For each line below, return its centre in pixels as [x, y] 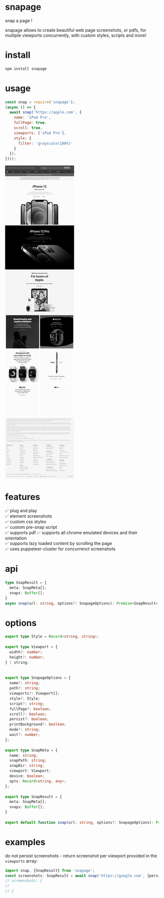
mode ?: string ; [25, 730]
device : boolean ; [27, 776]
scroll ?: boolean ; [28, 714]
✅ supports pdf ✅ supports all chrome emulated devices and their [72, 533]
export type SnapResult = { [34, 797]
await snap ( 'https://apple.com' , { [46, 112]
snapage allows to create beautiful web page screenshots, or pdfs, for [76, 30]
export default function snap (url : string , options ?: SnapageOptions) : [79, 822]
